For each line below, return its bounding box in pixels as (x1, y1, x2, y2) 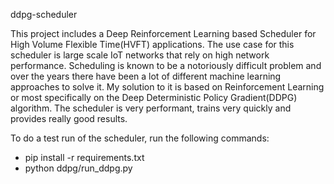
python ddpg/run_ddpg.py (24, 162, 133, 174)
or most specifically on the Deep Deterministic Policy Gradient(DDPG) (10, 92, 298, 103)
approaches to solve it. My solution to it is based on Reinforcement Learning (10, 81, 325, 93)
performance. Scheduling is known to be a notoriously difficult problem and (10, 60, 322, 71)
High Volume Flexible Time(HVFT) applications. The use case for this (10, 39, 295, 50)
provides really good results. (10, 113, 128, 124)
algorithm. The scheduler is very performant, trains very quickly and (10, 102, 292, 114)
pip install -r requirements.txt (24, 152, 145, 163)
